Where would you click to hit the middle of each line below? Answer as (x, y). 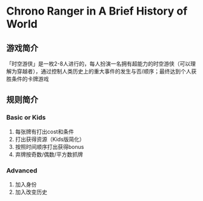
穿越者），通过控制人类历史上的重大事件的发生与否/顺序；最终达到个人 (104, 71)
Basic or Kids (26, 118)
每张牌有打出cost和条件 (45, 131)
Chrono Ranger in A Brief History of (97, 11)
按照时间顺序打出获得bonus (49, 146)
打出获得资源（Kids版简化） (50, 139)
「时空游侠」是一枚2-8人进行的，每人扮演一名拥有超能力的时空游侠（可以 (98, 64)
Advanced (22, 170)
